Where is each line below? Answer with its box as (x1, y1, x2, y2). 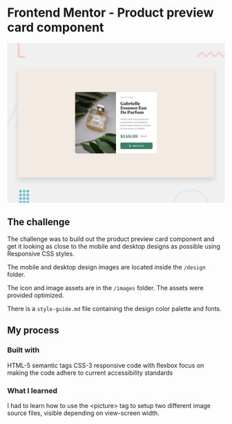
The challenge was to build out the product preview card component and (7, 234, 215, 243)
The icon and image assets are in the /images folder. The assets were (7, 283, 204, 292)
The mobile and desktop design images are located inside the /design (7, 263, 206, 271)
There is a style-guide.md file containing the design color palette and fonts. (7, 304, 222, 312)
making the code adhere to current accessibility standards (7, 369, 173, 377)
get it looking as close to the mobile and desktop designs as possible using (7, 242, 221, 250)
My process (7, 324, 59, 337)
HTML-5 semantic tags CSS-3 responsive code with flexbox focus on (7, 361, 204, 369)
